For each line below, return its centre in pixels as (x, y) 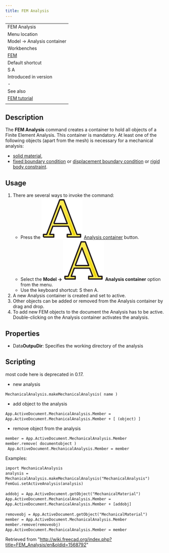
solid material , (27, 156)
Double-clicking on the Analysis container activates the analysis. (81, 317)
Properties (23, 333)
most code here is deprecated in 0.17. (45, 374)
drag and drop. (28, 306)
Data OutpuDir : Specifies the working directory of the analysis (78, 346)
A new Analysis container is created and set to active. (69, 296)
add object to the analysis (40, 404)
